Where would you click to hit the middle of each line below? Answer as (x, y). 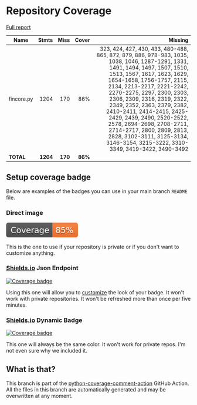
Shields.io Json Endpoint (43, 268)
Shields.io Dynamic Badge (44, 320)
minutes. (17, 305)
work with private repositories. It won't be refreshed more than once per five (98, 298)
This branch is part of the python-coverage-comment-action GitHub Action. (98, 383)
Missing (179, 40)
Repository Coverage (59, 11)
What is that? (31, 369)
